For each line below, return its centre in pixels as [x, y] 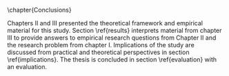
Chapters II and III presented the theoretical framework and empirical [105, 23]
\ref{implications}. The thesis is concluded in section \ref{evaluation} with [112, 60]
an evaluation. [27, 67]
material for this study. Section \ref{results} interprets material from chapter [114, 30]
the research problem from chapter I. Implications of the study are [101, 45]
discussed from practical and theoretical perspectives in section [98, 52]
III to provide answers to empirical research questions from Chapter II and [112, 38]
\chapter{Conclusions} [39, 10]
